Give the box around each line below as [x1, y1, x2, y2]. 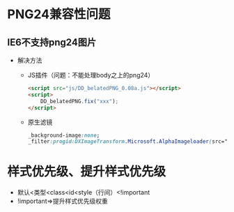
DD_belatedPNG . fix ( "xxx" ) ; [40, 98, 119, 105]
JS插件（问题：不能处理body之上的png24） [27, 71, 155, 79]
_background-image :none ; [27, 132, 100, 139]
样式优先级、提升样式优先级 [7, 164, 166, 180]
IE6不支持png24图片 [7, 36, 96, 48]
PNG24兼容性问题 [7, 6, 111, 22]
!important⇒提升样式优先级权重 [17, 197, 108, 206]
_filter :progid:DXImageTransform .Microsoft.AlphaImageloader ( [27, 138, 212, 145]
